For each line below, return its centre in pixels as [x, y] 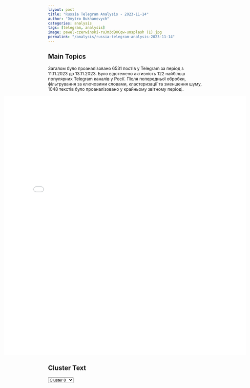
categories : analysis [70, 23]
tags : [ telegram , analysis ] [77, 28]
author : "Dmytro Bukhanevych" [79, 19]
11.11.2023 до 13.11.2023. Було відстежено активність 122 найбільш [117, 73]
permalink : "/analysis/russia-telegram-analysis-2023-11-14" [112, 37]
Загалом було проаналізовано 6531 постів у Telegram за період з [116, 68]
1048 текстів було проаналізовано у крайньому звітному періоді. [116, 89]
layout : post [61, 10]
